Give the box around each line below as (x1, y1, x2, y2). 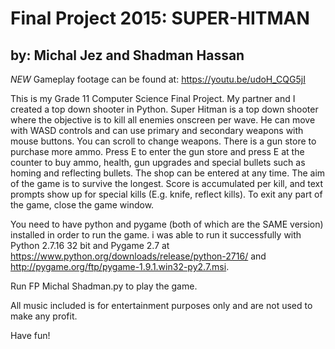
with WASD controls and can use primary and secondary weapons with (10, 125, 304, 136)
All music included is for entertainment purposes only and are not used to (10, 300, 313, 311)
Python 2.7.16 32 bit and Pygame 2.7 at (10, 240, 170, 251)
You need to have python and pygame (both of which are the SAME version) (10, 218, 324, 230)
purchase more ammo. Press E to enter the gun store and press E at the (10, 146, 305, 157)
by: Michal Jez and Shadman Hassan (10, 47, 245, 64)
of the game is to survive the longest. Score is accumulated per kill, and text (10, 178, 324, 189)
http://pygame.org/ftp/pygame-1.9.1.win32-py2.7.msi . (10, 261, 230, 272)
